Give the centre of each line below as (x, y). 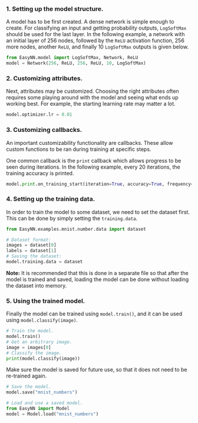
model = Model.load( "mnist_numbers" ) (52, 414)
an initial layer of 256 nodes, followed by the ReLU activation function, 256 (95, 41)
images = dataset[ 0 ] (32, 245)
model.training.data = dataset (44, 262)
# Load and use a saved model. (44, 403)
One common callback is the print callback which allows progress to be (94, 160)
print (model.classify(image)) (43, 359)
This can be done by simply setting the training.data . (72, 218)
